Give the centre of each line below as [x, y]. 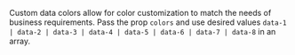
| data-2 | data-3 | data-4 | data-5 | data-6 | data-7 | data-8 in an [143, 31]
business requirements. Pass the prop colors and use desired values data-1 [148, 22]
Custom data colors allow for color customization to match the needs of [140, 13]
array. [20, 41]
